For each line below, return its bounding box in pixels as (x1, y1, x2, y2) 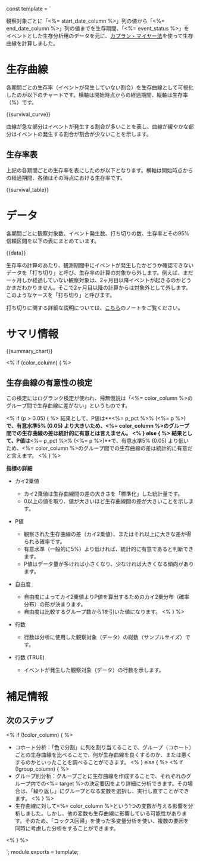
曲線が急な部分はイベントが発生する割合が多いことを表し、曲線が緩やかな (6, 122, 189, 130)
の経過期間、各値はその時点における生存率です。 (6, 174, 126, 181)
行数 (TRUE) (14, 654, 45, 661)
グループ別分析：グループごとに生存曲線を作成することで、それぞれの (14, 773, 186, 780)
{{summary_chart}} (6, 347, 53, 354)
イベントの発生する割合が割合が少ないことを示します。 (16, 130, 152, 137)
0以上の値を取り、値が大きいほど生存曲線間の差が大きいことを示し (23, 498, 189, 505)
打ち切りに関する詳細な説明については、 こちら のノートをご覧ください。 (6, 304, 183, 311)
